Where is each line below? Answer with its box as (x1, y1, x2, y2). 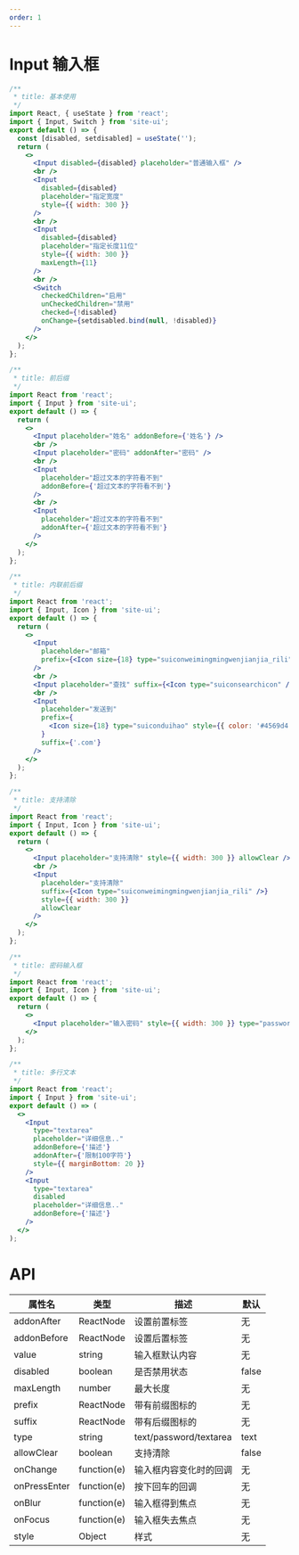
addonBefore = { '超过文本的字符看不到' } (41, 481, 172, 490)
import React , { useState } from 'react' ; (9, 109, 169, 119)
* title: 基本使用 (12, 93, 77, 102)
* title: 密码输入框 (12, 960, 83, 970)
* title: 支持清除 (12, 795, 77, 805)
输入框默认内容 (133, 1348, 198, 1361)
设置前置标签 (133, 1315, 189, 1328)
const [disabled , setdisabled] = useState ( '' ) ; (17, 134, 198, 143)
